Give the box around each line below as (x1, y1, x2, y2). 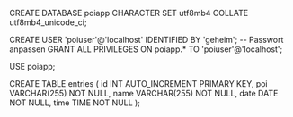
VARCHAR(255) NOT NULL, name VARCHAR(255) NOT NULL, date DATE (9, 88, 279, 98)
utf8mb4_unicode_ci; (9, 17, 87, 28)
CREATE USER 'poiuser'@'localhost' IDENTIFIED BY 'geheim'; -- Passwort (9, 35, 284, 45)
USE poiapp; (9, 62, 56, 71)
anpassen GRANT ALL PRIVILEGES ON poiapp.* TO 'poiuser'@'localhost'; (9, 44, 283, 54)
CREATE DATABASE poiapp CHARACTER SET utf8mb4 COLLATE (9, 8, 249, 18)
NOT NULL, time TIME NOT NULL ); (9, 97, 141, 108)
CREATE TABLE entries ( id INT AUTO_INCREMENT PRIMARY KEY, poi (9, 79, 268, 88)
